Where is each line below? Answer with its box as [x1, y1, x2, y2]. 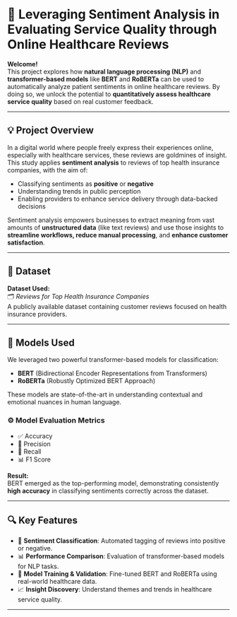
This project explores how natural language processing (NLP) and [7, 67, 202, 76]
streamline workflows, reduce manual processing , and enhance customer [7, 230, 229, 239]
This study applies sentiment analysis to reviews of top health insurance [7, 158, 220, 167]
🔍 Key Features [7, 515, 78, 527]
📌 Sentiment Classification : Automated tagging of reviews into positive [17, 536, 226, 545]
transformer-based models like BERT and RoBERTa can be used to [7, 74, 205, 83]
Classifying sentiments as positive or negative [17, 180, 154, 188]
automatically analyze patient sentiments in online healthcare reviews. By [7, 82, 220, 90]
